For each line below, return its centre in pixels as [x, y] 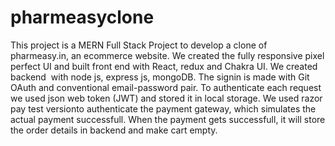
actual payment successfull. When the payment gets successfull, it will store [168, 119]
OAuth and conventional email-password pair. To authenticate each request [166, 87]
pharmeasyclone [82, 17]
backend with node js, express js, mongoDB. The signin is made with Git [160, 77]
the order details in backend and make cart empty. [114, 130]
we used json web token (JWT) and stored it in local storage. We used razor [166, 98]
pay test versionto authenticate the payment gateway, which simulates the [163, 108]
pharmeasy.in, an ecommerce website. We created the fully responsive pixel [167, 55]
